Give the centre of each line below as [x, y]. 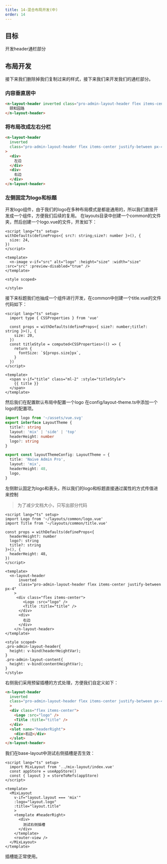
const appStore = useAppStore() [43, 772]
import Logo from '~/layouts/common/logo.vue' [54, 519]
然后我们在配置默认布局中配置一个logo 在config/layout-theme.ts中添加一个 [82, 402]
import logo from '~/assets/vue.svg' [44, 418]
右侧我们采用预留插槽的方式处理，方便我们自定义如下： [62, 682]
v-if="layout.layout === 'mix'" [47, 798]
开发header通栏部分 [26, 49]
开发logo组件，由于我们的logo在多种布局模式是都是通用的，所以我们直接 [80, 210]
